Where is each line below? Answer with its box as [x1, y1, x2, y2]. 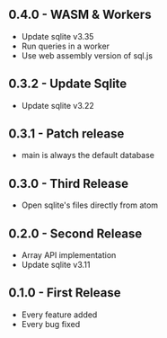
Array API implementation [21, 250, 117, 261]
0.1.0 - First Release [8, 285, 121, 300]
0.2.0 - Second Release [8, 226, 143, 241]
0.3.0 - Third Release [8, 175, 129, 191]
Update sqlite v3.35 [21, 31, 94, 41]
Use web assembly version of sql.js [21, 49, 154, 61]
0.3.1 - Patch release [8, 126, 125, 142]
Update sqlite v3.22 [21, 100, 95, 111]
